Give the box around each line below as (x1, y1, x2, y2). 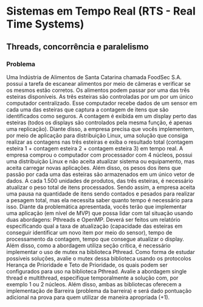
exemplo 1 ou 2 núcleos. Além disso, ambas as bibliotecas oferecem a (6, 280, 182, 288)
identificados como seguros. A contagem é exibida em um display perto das (6, 112, 197, 119)
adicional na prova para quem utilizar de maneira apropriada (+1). (6, 294, 170, 301)
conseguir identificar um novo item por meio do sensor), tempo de (6, 228, 173, 236)
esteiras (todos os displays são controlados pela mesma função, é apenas (6, 119, 193, 126)
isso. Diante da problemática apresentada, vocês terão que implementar (6, 203, 187, 210)
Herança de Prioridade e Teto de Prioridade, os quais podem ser (6, 261, 168, 269)
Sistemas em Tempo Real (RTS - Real (6, 4, 196, 18)
